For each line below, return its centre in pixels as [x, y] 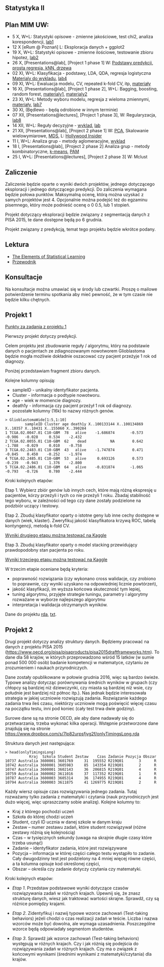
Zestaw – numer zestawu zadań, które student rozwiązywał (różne [79, 827]
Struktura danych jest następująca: [40, 743]
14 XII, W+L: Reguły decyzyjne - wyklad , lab [56, 125]
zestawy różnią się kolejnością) [44, 832]
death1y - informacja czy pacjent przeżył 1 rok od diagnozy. [72, 406]
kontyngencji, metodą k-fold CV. [37, 526]
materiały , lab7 [27, 105]
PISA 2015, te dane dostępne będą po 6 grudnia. [54, 220]
